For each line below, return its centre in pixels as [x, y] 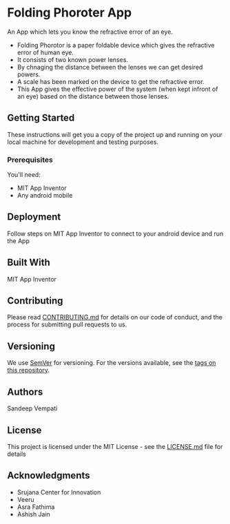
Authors [25, 391]
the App [18, 241]
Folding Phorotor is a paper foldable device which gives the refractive [116, 45]
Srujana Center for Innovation [59, 492]
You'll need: [24, 175]
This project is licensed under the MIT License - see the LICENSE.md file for [115, 446]
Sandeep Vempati [32, 408]
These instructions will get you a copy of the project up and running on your [115, 134]
